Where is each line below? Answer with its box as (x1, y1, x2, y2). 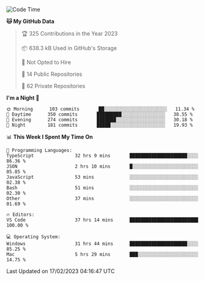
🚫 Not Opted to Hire (21, 59, 72, 66)
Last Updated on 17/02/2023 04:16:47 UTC (6, 268, 115, 275)
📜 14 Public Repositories (21, 70, 83, 78)
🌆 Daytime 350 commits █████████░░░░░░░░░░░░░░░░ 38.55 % (6, 111, 193, 118)
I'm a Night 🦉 (6, 94, 40, 101)
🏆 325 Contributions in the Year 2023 (21, 30, 118, 37)
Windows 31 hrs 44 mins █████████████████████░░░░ (6, 241, 199, 247)
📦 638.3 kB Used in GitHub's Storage (21, 45, 117, 51)
